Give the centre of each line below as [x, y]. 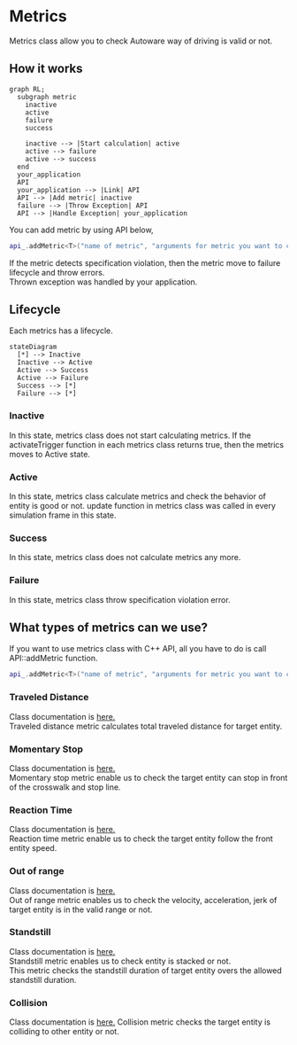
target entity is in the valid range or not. [81, 909]
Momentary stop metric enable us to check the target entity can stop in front [148, 777]
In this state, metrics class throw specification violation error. [120, 599]
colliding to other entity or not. [64, 1032]
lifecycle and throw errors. [57, 272]
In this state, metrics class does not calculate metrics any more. [125, 558]
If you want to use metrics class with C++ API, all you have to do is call [138, 649]
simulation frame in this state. [63, 515]
